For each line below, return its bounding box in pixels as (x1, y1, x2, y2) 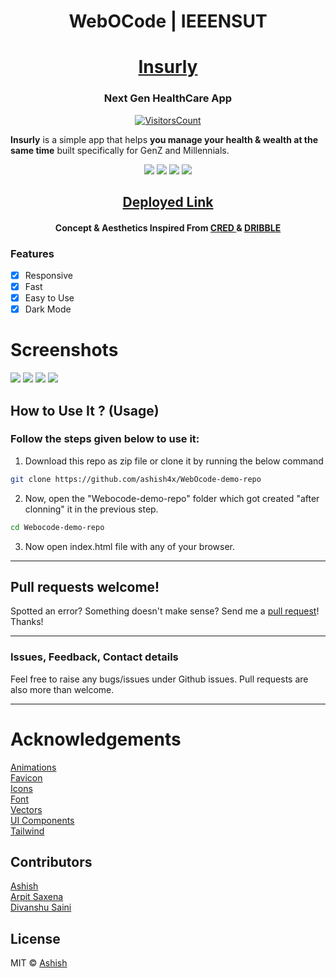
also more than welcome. (10, 683, 115, 695)
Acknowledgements (10, 728, 182, 750)
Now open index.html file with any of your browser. (24, 540, 236, 552)
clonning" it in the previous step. (24, 503, 159, 515)
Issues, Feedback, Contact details (10, 650, 179, 664)
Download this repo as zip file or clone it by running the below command (24, 455, 324, 467)
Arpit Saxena (10, 891, 64, 903)
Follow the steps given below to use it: (10, 432, 200, 446)
